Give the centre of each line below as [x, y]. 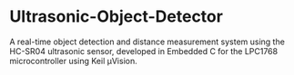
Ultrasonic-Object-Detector [116, 17]
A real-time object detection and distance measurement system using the [147, 42]
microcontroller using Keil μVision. [74, 61]
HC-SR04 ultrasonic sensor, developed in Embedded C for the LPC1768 [144, 51]
